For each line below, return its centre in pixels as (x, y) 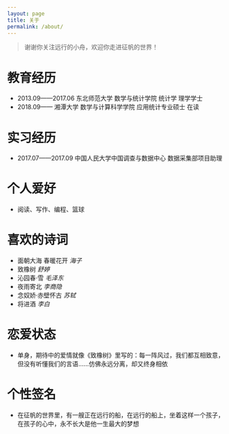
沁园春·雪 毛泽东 (40, 278)
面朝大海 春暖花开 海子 (49, 260)
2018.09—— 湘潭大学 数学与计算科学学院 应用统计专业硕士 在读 (108, 107)
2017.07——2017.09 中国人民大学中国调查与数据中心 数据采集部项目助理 (120, 158)
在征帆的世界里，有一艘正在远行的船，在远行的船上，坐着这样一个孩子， (120, 415)
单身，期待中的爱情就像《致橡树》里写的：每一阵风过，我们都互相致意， (120, 356)
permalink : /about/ (35, 26)
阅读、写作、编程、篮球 (51, 210)
